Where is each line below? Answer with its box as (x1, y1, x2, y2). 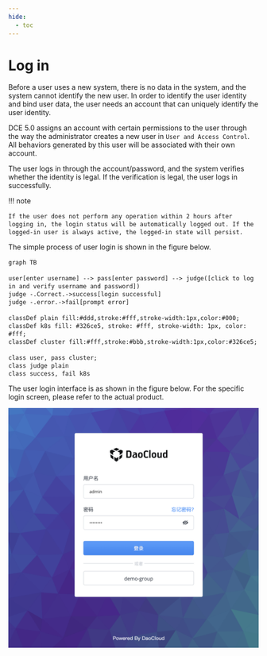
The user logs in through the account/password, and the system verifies (8, 164, 245, 174)
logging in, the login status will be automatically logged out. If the (8, 221, 254, 229)
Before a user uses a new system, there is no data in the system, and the (8, 83, 246, 92)
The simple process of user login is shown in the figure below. (8, 242, 211, 252)
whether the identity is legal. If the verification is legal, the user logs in (8, 172, 238, 182)
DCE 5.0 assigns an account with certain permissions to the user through (8, 123, 248, 133)
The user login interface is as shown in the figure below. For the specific (8, 384, 245, 393)
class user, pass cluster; (8, 354, 98, 362)
